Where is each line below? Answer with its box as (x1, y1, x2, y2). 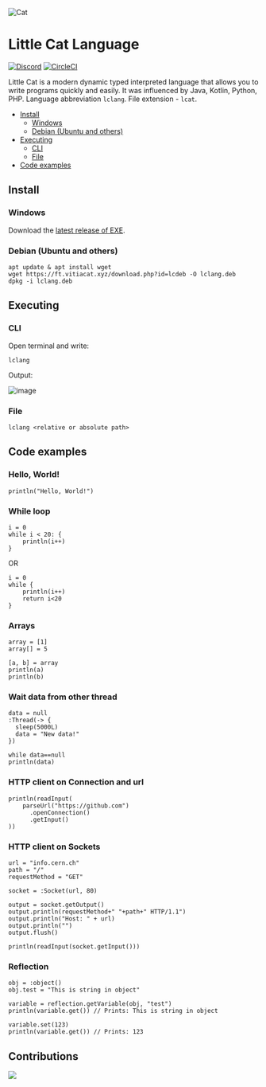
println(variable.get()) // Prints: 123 (8, 1028, 145, 1036)
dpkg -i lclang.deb (8, 277, 73, 285)
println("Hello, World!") (8, 487, 94, 495)
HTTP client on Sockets (8, 841, 101, 852)
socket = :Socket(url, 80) (8, 887, 98, 895)
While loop (8, 506, 51, 517)
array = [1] (8, 638, 48, 647)
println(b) (8, 673, 44, 681)
